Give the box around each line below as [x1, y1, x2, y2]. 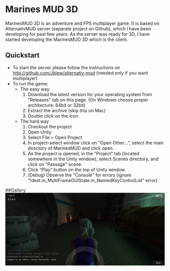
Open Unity [27, 129, 52, 135]
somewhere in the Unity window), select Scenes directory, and [27, 156, 158, 162]
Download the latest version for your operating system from [27, 91, 152, 97]
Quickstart [5, 51, 40, 60]
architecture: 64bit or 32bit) [27, 102, 86, 108]
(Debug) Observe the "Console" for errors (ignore [27, 172, 132, 178]
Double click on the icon [27, 113, 78, 119]
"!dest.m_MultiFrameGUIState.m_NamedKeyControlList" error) [27, 177, 158, 183]
